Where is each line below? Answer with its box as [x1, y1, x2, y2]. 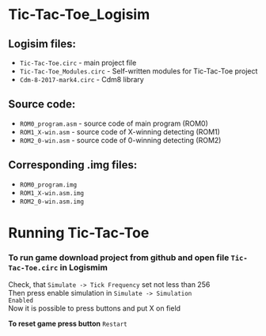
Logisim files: [8, 37, 77, 51]
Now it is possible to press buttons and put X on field [8, 304, 180, 313]
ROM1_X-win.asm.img [19, 189, 85, 197]
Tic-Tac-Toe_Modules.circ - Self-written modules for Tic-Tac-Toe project [19, 66, 258, 76]
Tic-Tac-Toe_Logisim [8, 6, 150, 24]
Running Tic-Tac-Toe [8, 224, 150, 242]
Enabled [8, 296, 34, 305]
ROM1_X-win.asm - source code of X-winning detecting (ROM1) [19, 126, 220, 136]
